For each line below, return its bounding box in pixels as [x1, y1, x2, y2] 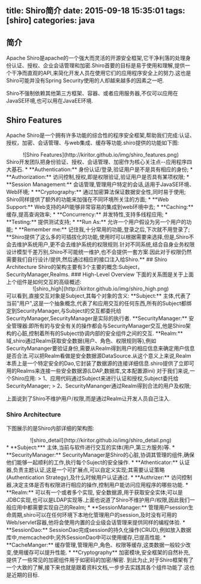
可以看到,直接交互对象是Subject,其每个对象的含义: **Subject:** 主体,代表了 [6, 292, 191, 300]
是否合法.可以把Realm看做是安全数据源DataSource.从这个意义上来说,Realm [6, 352, 191, 360]
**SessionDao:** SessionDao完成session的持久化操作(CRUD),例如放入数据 [6, 526, 192, 534]
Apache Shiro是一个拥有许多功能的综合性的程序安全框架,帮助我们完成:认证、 [6, 131, 195, 139]
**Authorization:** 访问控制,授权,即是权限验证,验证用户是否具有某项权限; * [6, 173, 190, 181]
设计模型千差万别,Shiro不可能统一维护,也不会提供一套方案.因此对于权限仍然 [6, 248, 192, 256]
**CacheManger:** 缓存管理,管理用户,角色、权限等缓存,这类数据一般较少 [6, 541, 186, 549]
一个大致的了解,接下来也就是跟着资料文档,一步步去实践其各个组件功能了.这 [6, 564, 190, 571]
